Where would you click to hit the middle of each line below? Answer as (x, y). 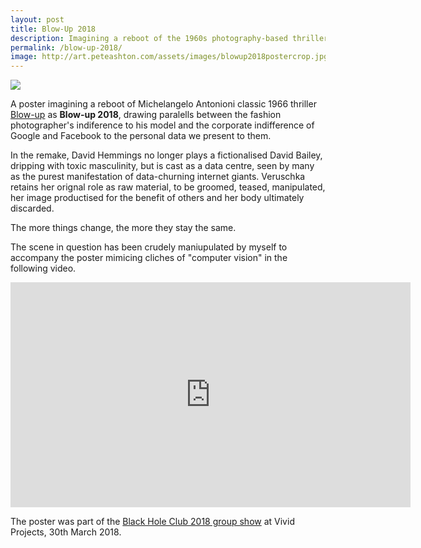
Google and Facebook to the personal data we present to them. (141, 136)
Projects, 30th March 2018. (66, 532)
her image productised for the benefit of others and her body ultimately (157, 198)
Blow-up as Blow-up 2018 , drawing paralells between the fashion (146, 115)
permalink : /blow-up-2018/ (66, 47)
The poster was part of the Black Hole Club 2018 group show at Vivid (152, 522)
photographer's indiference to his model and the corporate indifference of (162, 125)
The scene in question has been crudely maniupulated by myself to (149, 247)
